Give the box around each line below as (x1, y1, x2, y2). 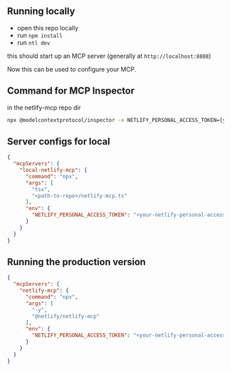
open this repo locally (16, 23, 79, 32)
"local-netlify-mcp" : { (19, 167, 88, 174)
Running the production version (7, 256, 146, 268)
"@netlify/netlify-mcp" (32, 312, 100, 319)
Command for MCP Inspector (7, 85, 135, 97)
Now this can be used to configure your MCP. (7, 65, 136, 73)
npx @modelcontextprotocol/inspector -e (7, 116, 125, 123)
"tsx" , (32, 186, 51, 193)
